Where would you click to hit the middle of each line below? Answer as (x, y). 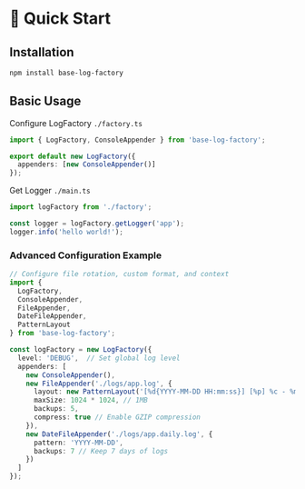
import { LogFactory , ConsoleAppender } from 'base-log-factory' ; (138, 140)
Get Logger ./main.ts (50, 191)
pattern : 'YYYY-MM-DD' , (79, 443)
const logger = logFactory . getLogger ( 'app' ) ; (97, 224)
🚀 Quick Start (60, 19)
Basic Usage (45, 101)
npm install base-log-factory (67, 73)
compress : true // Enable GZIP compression (117, 417)
